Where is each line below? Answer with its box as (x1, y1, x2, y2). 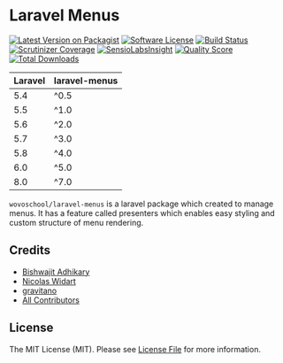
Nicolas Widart (21, 275, 77, 286)
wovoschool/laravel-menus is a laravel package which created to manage (9, 198, 274, 209)
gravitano (21, 285, 57, 296)
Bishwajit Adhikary (21, 266, 90, 277)
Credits (9, 243, 51, 258)
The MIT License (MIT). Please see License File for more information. (9, 344, 261, 354)
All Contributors (21, 294, 80, 305)
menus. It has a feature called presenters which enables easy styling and (9, 207, 276, 218)
